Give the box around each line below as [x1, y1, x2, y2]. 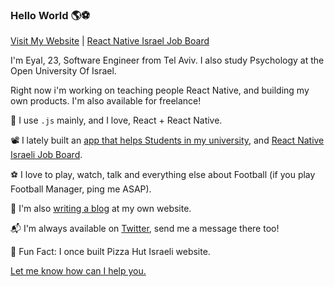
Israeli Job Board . [10, 149, 83, 161]
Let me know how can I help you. [10, 265, 147, 277]
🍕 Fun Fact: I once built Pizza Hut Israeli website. [10, 246, 211, 258]
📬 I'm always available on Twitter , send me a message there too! [10, 223, 280, 235]
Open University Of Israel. [10, 65, 117, 77]
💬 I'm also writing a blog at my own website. [10, 203, 192, 215]
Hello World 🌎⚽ [10, 8, 91, 22]
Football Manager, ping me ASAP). [10, 183, 152, 195]
